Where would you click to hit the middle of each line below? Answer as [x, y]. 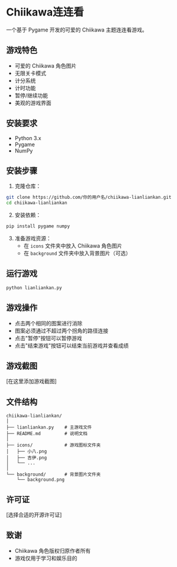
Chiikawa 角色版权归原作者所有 [52, 550]
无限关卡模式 [30, 73]
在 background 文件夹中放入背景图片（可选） [77, 253]
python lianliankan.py [34, 288]
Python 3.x [28, 138]
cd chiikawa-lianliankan [37, 203]
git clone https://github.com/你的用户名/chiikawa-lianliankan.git [89, 197]
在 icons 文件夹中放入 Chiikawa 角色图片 [73, 246]
